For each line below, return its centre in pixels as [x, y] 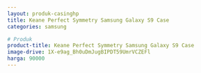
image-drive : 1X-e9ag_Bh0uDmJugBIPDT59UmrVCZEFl [79, 52]
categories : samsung [37, 26]
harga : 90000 [26, 59]
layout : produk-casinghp [43, 14]
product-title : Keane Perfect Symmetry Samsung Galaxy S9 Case [101, 46]
